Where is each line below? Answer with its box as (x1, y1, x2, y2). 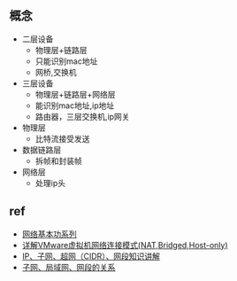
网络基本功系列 (21, 229, 77, 239)
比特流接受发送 (34, 133, 90, 144)
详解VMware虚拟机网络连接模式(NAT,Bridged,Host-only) (21, 239, 228, 250)
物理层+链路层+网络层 (34, 89, 117, 99)
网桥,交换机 (34, 66, 77, 77)
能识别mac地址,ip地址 (34, 100, 115, 111)
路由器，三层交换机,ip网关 (34, 111, 130, 121)
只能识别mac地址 (34, 56, 98, 66)
